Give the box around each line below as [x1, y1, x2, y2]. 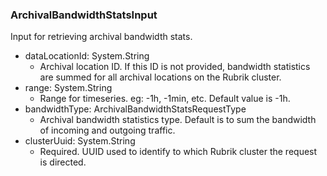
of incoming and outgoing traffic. [39, 124, 176, 137]
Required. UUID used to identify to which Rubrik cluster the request [39, 146, 318, 158]
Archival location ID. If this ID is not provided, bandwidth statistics [39, 61, 311, 73]
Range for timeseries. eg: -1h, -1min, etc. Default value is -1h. [39, 93, 291, 105]
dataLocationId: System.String [24, 50, 150, 62]
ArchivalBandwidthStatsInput [10, 8, 158, 22]
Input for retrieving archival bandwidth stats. [10, 31, 193, 43]
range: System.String [24, 82, 113, 94]
